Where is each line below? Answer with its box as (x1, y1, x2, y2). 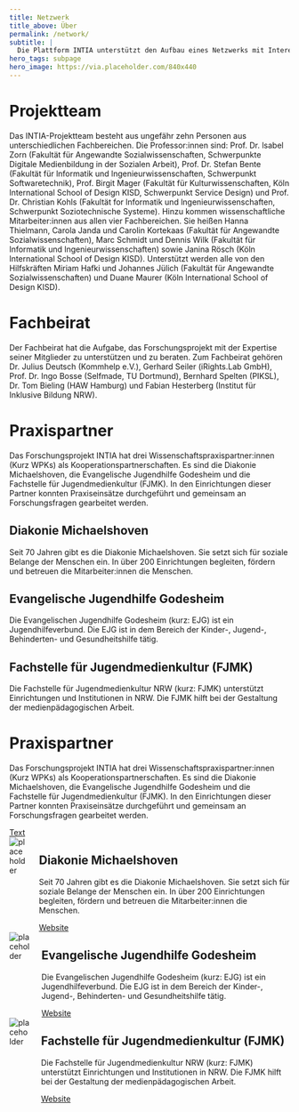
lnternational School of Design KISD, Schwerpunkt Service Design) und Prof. (9, 187, 289, 197)
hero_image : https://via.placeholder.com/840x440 (9, 63, 198, 72)
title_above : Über (9, 21, 77, 30)
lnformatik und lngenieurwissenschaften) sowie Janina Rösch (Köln (9, 244, 256, 254)
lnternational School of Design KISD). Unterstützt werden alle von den (9, 253, 265, 263)
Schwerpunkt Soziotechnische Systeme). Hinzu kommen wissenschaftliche (9, 205, 286, 216)
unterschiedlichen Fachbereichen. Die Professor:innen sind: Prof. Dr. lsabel (9, 140, 284, 150)
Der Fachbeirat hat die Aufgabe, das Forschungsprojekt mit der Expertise (9, 342, 278, 352)
